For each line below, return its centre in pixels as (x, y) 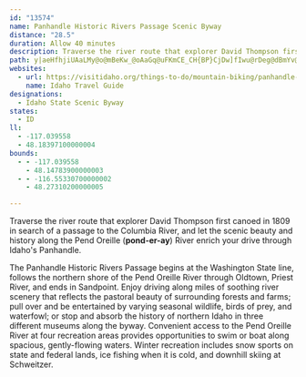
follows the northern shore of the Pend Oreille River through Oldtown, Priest (152, 278)
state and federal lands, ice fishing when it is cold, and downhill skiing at (145, 355)
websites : (28, 69)
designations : (36, 94)
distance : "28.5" (42, 35)
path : (20, 60)
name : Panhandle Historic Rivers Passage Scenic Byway (116, 26)
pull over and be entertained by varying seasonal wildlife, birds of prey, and (151, 307)
